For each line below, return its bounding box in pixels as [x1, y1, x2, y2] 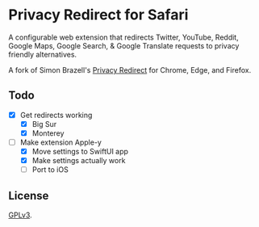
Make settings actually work [31, 156, 126, 166]
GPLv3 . [8, 210, 32, 220]
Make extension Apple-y [19, 137, 102, 147]
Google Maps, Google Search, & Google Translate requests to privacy [8, 40, 240, 50]
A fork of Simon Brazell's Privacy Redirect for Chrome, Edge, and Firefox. [8, 65, 252, 74]
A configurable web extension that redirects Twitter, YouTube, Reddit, [8, 32, 240, 42]
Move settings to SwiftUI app [31, 147, 129, 156]
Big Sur [31, 119, 57, 128]
